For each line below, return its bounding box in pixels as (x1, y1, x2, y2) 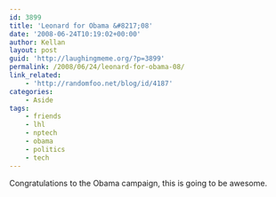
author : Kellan (9, 37, 66, 47)
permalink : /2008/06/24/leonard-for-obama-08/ (9, 63, 185, 72)
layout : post (9, 46, 58, 55)
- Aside (25, 95, 53, 105)
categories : (9, 87, 53, 96)
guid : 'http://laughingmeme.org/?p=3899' (9, 54, 166, 63)
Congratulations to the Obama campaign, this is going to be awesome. (9, 177, 268, 188)
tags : (9, 104, 29, 113)
